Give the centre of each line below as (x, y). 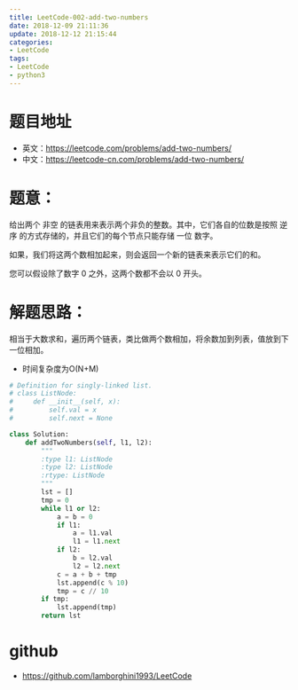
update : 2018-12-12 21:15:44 (63, 34)
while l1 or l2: (71, 508)
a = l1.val (93, 533)
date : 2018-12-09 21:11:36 (59, 26)
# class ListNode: (43, 394)
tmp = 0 (55, 500)
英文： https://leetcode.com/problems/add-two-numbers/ (127, 148)
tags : (19, 59)
